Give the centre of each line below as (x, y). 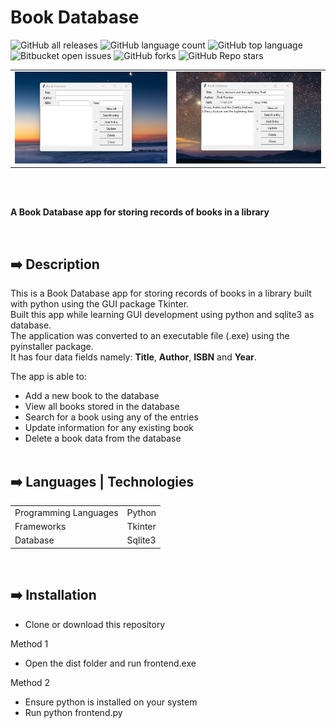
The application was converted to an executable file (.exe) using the (150, 336)
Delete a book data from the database (103, 438)
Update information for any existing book (109, 428)
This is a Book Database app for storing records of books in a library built (161, 293)
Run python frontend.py (73, 712)
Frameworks (40, 527)
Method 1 (29, 643)
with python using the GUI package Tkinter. (100, 304)
